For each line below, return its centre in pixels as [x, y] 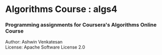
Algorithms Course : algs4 [61, 9]
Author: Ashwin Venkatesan [34, 42]
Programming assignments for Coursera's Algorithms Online [81, 25]
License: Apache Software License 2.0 [45, 47]
